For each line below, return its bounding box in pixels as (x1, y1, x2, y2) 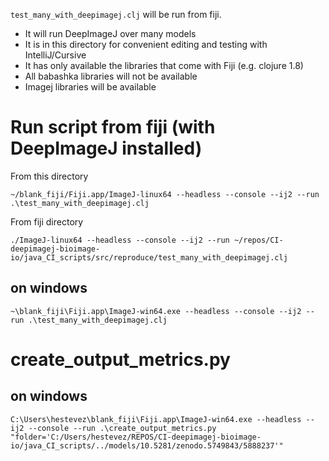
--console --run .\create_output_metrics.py (28, 423, 217, 433)
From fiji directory (10, 215, 84, 228)
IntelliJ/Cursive (24, 49, 87, 61)
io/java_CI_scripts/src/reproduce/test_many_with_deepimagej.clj (10, 252, 288, 263)
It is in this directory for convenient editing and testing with (24, 39, 268, 50)
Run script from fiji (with (10, 116, 216, 139)
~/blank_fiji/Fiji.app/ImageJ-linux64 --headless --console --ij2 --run (10, 189, 320, 199)
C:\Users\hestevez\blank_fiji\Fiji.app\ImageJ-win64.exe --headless (10, 414, 302, 424)
